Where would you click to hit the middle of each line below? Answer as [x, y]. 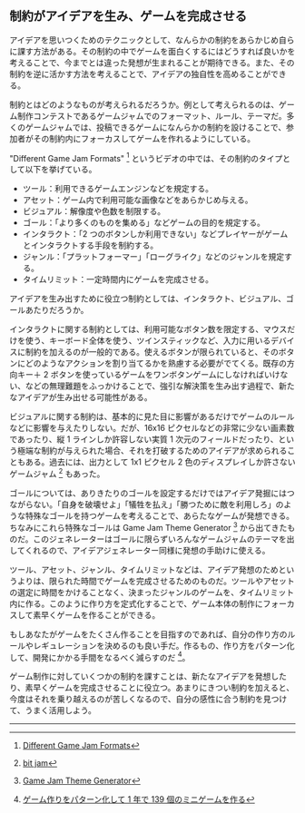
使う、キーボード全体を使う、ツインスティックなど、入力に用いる [148, 341]
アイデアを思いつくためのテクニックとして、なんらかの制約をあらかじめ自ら [152, 40]
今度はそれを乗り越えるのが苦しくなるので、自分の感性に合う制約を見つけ [148, 699]
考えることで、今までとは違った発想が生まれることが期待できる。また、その [152, 63]
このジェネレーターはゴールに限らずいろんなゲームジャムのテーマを [160, 539]
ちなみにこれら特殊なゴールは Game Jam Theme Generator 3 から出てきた [148, 527]
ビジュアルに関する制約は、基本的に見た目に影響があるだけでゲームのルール [152, 416]
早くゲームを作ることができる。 [100, 614]
